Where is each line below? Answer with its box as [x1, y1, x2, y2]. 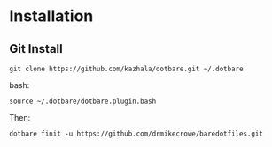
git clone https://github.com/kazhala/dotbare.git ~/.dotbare [9, 64, 244, 73]
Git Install [9, 41, 64, 56]
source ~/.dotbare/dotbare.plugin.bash [9, 97, 157, 106]
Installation [9, 6, 94, 26]
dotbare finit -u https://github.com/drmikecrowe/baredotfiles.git [9, 129, 264, 138]
